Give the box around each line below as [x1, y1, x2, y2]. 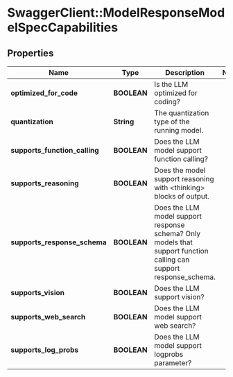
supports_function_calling [10, 146, 99, 155]
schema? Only [154, 229, 201, 238]
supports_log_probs [10, 345, 79, 355]
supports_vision [10, 288, 64, 297]
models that [154, 237, 193, 247]
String [113, 117, 135, 126]
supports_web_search [10, 312, 86, 321]
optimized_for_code [10, 88, 78, 98]
